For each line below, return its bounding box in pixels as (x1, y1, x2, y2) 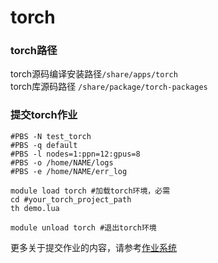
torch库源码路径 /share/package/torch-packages (10, 81, 208, 93)
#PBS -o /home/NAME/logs (10, 157, 114, 168)
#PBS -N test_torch (10, 131, 92, 141)
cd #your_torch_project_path (10, 194, 132, 205)
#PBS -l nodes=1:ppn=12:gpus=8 (10, 149, 141, 159)
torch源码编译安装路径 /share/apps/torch (10, 68, 178, 80)
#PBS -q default (10, 140, 78, 150)
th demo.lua (10, 203, 60, 213)
